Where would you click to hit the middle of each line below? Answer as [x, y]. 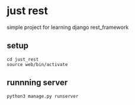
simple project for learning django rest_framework [68, 27]
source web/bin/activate [37, 64]
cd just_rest [23, 59]
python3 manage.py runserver [43, 96]
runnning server [37, 83]
